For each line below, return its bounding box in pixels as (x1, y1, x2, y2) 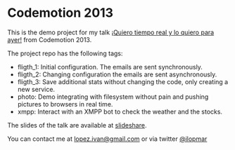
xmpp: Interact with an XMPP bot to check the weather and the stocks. (17, 107, 223, 116)
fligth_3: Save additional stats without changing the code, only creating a (17, 77, 229, 86)
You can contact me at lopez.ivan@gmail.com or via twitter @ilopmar (7, 135, 208, 143)
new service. (17, 85, 55, 93)
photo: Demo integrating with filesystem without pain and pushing (17, 93, 209, 101)
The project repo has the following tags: (7, 49, 123, 57)
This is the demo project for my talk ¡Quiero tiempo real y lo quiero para (7, 28, 215, 36)
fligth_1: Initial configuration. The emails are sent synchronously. (17, 62, 203, 71)
